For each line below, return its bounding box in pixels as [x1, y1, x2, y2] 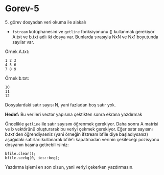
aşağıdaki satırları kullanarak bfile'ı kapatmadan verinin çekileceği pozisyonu [5, 136, 160, 142]
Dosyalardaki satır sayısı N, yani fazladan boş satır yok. [5, 101, 116, 108]
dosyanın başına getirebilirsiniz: [5, 142, 69, 148]
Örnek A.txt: [5, 49, 30, 54]
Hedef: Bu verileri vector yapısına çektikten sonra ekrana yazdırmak [5, 111, 142, 117]
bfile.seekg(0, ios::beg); [5, 155, 60, 160]
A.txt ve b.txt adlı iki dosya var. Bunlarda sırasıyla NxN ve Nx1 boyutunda [12, 34, 159, 40]
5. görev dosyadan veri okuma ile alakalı [5, 19, 86, 25]
